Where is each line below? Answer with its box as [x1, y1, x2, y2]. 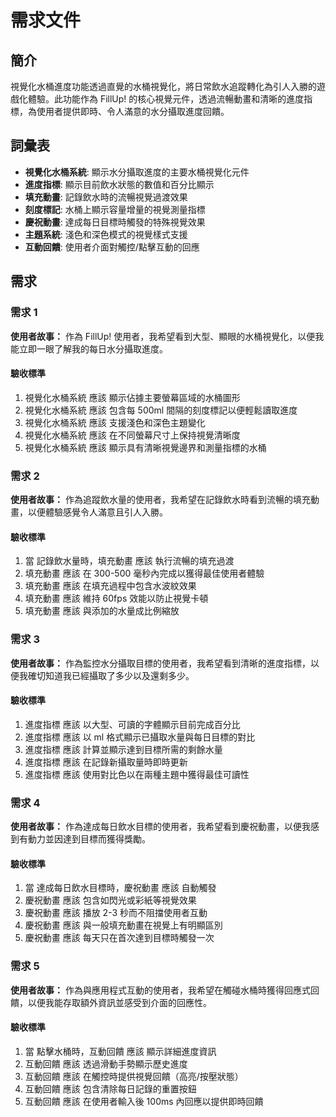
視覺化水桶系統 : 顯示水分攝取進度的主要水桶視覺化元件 [24, 166, 250, 178]
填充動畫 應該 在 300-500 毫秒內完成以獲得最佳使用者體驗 [24, 567, 265, 580]
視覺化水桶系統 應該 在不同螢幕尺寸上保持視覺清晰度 [24, 429, 241, 441]
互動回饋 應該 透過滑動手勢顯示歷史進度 [24, 1057, 188, 1070]
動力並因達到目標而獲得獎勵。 [27, 833, 151, 845]
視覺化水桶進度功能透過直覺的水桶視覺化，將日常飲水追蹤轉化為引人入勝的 [10, 81, 317, 92]
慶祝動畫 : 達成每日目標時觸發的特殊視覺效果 [24, 216, 206, 228]
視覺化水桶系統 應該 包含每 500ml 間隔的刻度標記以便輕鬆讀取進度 [24, 404, 298, 416]
